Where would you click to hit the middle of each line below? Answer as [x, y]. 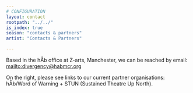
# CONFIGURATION [26, 11]
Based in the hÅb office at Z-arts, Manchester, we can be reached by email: [97, 60]
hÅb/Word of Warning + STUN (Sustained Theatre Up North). [80, 84]
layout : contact [26, 17]
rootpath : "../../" [30, 22]
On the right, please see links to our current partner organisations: [85, 77]
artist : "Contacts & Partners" [44, 38]
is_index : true [24, 28]
